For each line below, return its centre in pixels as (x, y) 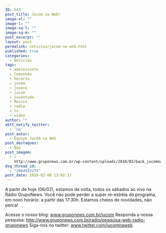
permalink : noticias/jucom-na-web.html (46, 47)
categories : (17, 56)
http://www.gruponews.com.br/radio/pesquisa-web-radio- (86, 220)
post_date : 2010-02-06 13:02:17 (38, 175)
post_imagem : (19, 152)
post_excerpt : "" (23, 38)
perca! (12, 205)
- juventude (22, 97)
